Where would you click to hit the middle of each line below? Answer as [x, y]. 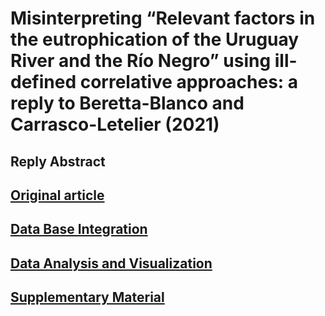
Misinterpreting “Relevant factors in [163, 18]
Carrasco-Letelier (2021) [115, 124]
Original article [57, 195]
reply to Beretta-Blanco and [127, 103]
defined [43, 82]
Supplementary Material [87, 297]
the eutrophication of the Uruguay [155, 39]
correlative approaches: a [189, 82]
